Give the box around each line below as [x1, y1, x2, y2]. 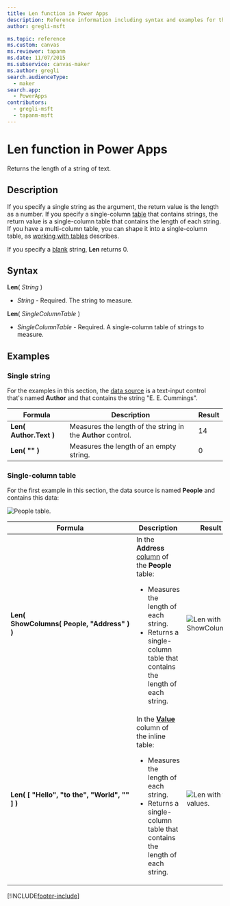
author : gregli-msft [7, 23, 66, 30]
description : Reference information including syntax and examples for [7, 16, 216, 23]
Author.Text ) [10, 430, 55, 440]
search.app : [7, 87, 41, 93]
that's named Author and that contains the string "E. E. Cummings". [7, 394, 199, 402]
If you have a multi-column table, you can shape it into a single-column [7, 224, 207, 232]
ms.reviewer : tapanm [7, 48, 66, 55]
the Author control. [69, 430, 131, 440]
